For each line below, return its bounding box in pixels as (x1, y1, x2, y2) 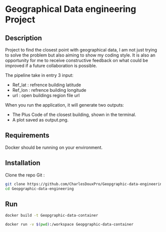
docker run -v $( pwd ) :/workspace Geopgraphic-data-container (5, 222, 134, 227)
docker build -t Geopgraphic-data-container (5, 213, 98, 218)
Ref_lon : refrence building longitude (12, 87, 86, 93)
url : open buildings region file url (12, 93, 80, 98)
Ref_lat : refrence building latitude (12, 82, 82, 88)
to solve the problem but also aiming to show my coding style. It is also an (5, 52, 156, 58)
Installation (5, 159, 41, 167)
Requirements (5, 131, 49, 140)
